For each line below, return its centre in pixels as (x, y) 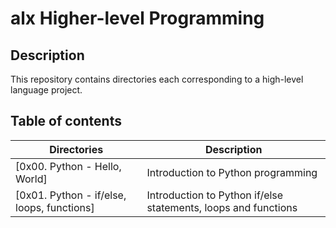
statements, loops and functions (222, 207)
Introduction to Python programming (232, 172)
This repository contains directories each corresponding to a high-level (157, 79)
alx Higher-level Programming (137, 18)
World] (31, 179)
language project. (46, 90)
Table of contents (66, 121)
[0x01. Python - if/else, (71, 195)
